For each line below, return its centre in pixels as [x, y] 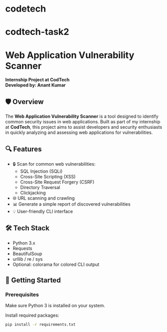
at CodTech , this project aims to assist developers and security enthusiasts [84, 127]
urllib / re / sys [28, 259]
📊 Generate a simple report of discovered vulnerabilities [71, 204]
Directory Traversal [40, 187]
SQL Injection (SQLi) [41, 171]
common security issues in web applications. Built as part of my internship [83, 122]
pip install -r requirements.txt [40, 325]
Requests [22, 248]
